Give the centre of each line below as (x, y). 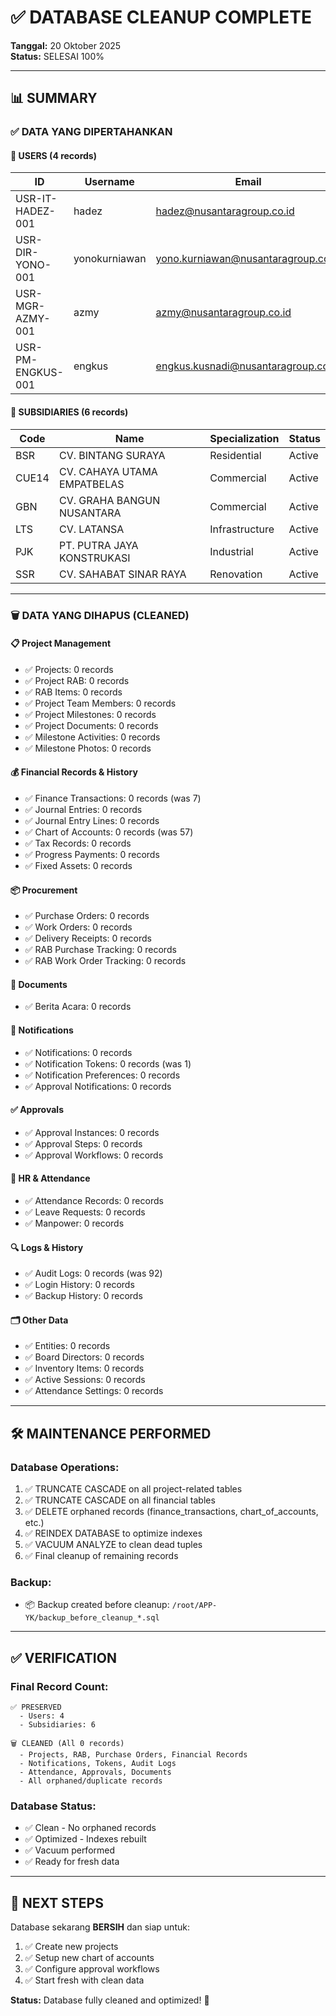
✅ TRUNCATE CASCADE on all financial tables (120, 1500)
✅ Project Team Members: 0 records (100, 703)
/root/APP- (194, 1606)
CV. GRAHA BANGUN (109, 500)
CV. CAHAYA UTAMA (108, 471)
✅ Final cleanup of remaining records (101, 1556)
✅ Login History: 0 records (79, 1285)
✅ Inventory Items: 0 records (84, 1368)
